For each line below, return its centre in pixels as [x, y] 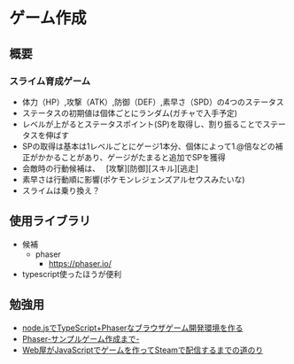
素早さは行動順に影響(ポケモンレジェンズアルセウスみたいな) [133, 179]
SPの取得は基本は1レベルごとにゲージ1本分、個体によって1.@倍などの [149, 146]
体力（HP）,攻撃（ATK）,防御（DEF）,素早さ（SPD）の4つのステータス [153, 102]
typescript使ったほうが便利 [72, 274]
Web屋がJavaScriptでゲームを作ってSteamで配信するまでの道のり [143, 350]
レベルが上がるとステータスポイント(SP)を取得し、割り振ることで [142, 124]
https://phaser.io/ [80, 263]
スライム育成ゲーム [50, 81]
